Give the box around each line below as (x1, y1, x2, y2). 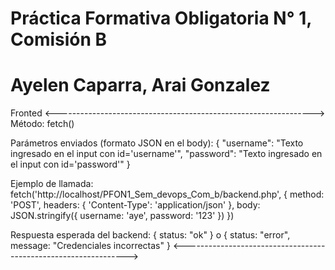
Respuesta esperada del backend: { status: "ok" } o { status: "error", (10, 229, 291, 241)
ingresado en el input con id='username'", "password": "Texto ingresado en (10, 148, 323, 160)
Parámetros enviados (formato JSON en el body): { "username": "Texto (10, 137, 304, 149)
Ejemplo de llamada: (10, 178, 94, 190)
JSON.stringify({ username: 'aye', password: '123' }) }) (10, 210, 235, 222)
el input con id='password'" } (10, 158, 131, 171)
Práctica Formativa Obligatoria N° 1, (10, 7, 312, 30)
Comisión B (10, 28, 108, 51)
